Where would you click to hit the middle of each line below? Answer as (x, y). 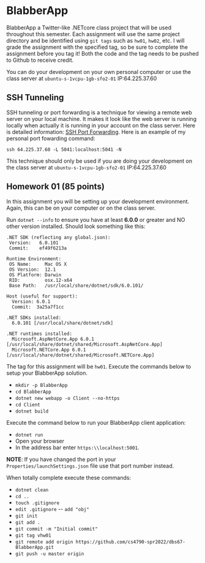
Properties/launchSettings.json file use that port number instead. (90, 466)
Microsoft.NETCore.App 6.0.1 (49, 350)
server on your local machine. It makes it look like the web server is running (102, 119)
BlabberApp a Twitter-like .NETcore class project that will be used (89, 28)
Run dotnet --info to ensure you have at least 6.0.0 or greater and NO (96, 219)
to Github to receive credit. (40, 60)
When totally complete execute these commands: (69, 477)
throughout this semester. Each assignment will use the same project (93, 34)
